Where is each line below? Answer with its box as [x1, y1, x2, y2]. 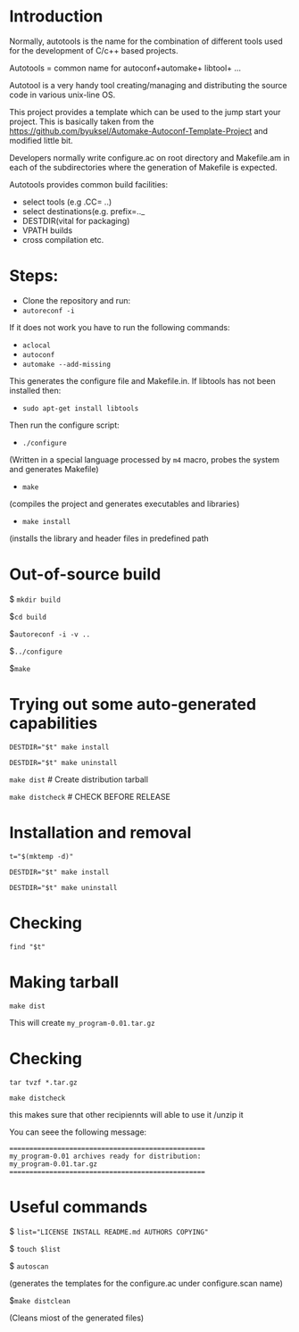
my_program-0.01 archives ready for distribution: [9, 1152, 202, 1161]
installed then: [9, 385, 62, 395]
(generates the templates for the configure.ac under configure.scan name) [9, 1278, 284, 1289]
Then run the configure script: [9, 420, 120, 430]
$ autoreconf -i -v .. [9, 628, 91, 639]
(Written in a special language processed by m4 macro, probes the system [9, 454, 279, 465]
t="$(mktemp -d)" [9, 852, 74, 861]
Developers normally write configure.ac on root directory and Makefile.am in [9, 152, 290, 162]
